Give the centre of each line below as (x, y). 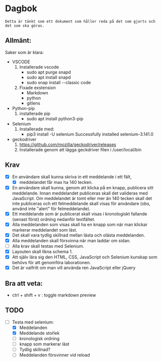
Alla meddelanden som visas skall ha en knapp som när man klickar (80, 224)
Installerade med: (37, 129)
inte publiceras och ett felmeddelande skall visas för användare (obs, (81, 203)
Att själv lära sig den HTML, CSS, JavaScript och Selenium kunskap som (85, 257)
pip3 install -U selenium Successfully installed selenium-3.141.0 (90, 134)
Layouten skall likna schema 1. (42, 252)
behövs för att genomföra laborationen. (51, 263)
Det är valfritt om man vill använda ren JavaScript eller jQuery (74, 268)
